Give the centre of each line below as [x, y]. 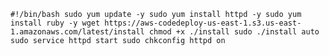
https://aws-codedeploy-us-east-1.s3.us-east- [203, 23]
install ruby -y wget [55, 23]
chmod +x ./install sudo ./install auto [234, 32]
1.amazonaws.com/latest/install [77, 32]
